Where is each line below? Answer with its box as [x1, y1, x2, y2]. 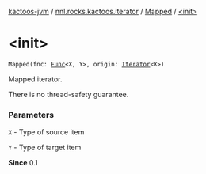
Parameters [8, 109, 54, 120]
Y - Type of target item [8, 142, 82, 153]
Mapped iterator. [8, 74, 63, 84]
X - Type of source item [8, 127, 85, 137]
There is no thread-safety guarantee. [8, 89, 129, 99]
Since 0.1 [8, 158, 38, 168]
